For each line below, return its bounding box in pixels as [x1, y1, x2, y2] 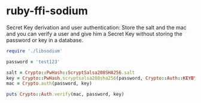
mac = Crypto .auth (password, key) [6, 80, 93, 87]
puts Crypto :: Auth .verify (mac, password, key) [6, 91, 124, 98]
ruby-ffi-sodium [6, 4, 88, 18]
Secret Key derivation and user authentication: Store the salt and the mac [6, 24, 187, 31]
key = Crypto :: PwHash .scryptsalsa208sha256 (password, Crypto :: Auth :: [6, 75, 184, 81]
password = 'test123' [6, 58, 60, 65]
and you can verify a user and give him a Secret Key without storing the [6, 30, 182, 37]
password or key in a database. [6, 36, 84, 43]
